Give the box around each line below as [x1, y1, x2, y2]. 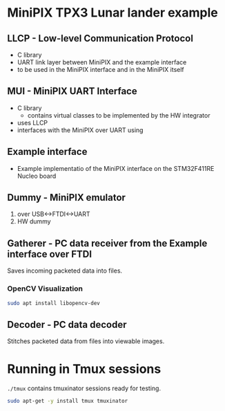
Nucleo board [17, 172, 57, 180]
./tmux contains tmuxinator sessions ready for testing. [7, 384, 161, 392]
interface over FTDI [7, 248, 92, 260]
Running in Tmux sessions [7, 361, 162, 377]
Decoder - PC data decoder [7, 318, 127, 330]
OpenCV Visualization [7, 284, 83, 293]
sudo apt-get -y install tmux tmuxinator [7, 398, 128, 405]
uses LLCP [17, 118, 48, 127]
